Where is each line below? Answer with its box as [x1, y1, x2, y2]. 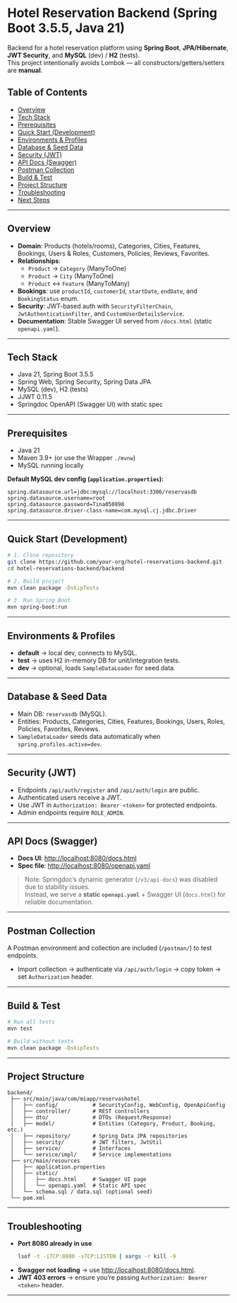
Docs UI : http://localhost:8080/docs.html [17, 854, 137, 863]
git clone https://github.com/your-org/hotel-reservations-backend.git [7, 558, 222, 566]
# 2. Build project [7, 578, 65, 585]
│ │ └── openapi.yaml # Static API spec [10, 1182, 147, 1190]
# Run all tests [7, 1018, 55, 1026]
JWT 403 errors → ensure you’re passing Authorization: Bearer [17, 1273, 208, 1282]
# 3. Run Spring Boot [7, 597, 71, 604]
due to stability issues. [24, 883, 90, 891]
